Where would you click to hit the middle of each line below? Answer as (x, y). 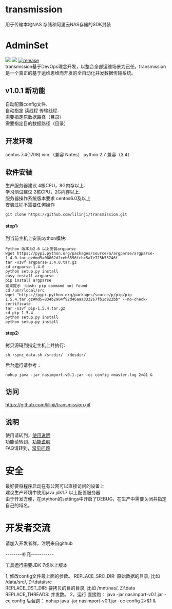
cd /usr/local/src (25, 290)
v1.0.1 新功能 (25, 91)
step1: (12, 226)
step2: (12, 333)
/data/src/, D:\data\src (29, 582)
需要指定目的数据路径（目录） (37, 123)
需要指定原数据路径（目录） (35, 117)
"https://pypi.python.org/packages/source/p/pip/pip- (75, 295)
